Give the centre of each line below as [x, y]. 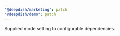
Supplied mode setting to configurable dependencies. [60, 28]
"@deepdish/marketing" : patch [36, 10]
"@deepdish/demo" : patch [30, 14]
